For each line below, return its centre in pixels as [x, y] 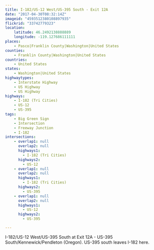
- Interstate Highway [36, 82]
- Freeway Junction [34, 128]
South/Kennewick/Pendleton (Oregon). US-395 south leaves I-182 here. [77, 242]
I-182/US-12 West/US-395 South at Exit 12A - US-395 [59, 237]
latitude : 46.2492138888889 [42, 32]
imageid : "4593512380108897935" [38, 19]
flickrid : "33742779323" [30, 23]
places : [13, 42]
